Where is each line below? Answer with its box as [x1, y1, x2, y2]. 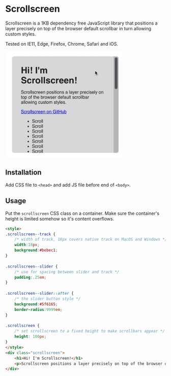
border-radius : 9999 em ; [14, 307, 63, 312]
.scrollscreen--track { [5, 231, 56, 237]
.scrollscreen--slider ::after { [5, 291, 74, 296]
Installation [5, 168, 42, 177]
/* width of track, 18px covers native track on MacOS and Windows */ [14, 237, 167, 242]
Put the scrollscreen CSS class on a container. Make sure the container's [5, 210, 160, 216]
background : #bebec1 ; [14, 248, 58, 253]
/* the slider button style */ [14, 296, 81, 302]
